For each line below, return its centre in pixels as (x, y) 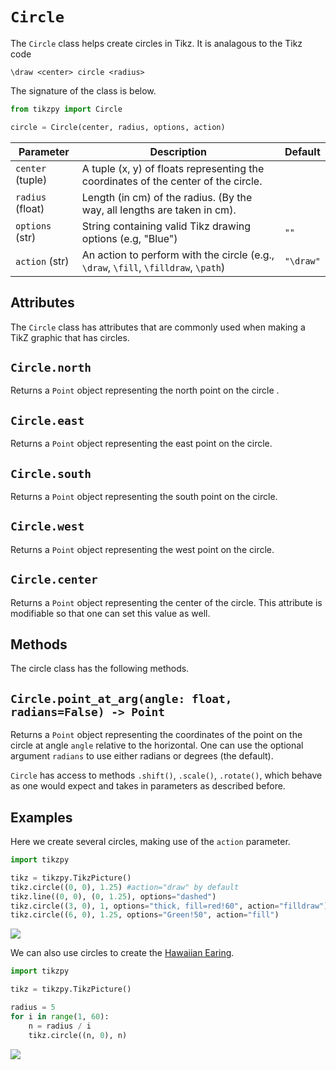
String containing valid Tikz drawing (166, 226)
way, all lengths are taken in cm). (159, 210)
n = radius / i (60, 1026)
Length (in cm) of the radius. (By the (167, 197)
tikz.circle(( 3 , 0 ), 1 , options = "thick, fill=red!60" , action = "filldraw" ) (169, 906)
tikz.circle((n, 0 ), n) (78, 1035)
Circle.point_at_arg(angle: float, (121, 698)
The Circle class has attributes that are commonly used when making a (158, 327)
